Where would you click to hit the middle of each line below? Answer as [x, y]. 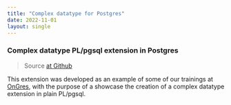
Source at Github [48, 66]
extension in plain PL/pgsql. [47, 93]
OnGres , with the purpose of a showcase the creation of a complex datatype [116, 86]
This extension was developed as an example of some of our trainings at [110, 79]
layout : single [29, 26]
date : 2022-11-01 [32, 20]
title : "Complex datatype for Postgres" [66, 13]
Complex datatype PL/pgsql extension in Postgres [93, 50]
